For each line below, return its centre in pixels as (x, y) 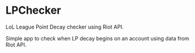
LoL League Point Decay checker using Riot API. (65, 27)
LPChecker (33, 10)
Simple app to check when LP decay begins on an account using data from (97, 38)
